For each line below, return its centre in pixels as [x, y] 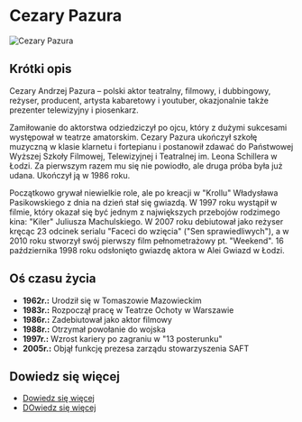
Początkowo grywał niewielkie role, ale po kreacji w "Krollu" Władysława [144, 193]
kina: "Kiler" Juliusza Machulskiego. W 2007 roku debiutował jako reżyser [146, 221]
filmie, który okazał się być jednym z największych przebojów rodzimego [145, 212]
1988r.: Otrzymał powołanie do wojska [94, 329]
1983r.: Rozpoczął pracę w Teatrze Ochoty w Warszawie [128, 310]
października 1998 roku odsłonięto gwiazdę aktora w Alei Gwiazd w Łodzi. [147, 250]
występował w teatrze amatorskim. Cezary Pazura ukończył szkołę [133, 137]
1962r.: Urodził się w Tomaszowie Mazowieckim [112, 300]
